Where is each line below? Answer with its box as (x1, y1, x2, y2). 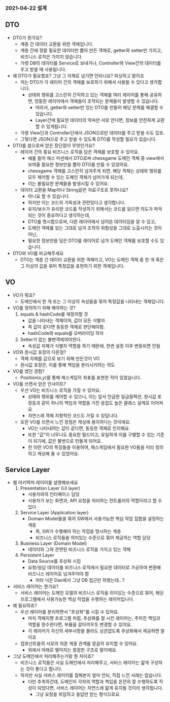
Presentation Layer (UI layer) (20, 485, 80, 492)
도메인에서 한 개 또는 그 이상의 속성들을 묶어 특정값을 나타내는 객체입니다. (20, 298, 165, 304)
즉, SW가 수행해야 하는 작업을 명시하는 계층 (35, 529, 121, 535)
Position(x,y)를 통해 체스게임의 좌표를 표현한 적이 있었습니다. (20, 374, 142, 380)
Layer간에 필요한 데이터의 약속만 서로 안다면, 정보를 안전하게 (35, 117, 156, 123)
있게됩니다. (46, 123, 69, 129)
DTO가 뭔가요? (12, 34, 42, 41)
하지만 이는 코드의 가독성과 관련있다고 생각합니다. (27, 199, 126, 205)
